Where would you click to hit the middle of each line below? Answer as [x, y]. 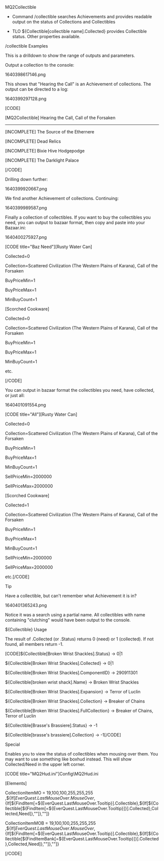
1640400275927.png [26, 237]
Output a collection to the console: [40, 65]
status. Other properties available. [46, 37]
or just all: [15, 395]
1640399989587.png [26, 208]
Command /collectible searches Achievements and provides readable [82, 16]
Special [13, 744]
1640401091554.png [26, 405]
